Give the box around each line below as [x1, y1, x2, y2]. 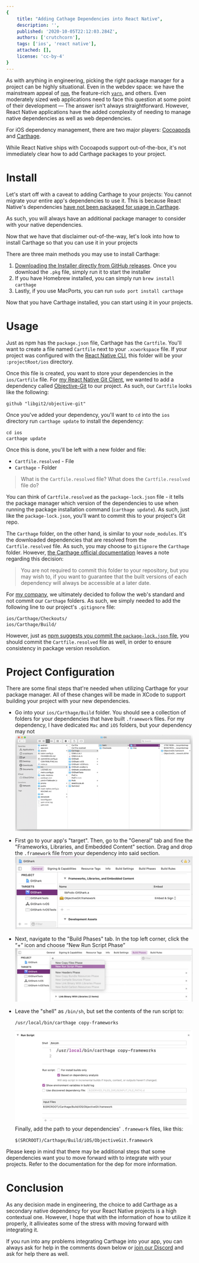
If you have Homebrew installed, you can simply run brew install [14, 274, 175, 281]
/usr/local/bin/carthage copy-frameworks [14, 1020, 118, 1025]
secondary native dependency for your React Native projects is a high [6, 1207, 176, 1214]
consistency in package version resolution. [6, 644, 111, 651]
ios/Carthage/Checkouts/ [6, 615, 68, 622]
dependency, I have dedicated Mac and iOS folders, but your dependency [14, 721, 192, 729]
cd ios [6, 429, 23, 436]
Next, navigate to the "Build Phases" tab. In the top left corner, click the [14, 935, 189, 942]
